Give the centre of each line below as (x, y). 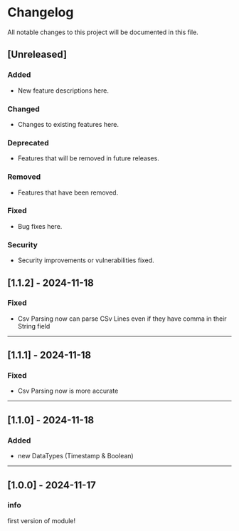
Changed (24, 109)
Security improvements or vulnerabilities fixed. (86, 260)
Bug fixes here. (40, 226)
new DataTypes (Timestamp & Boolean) (75, 456)
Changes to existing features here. (68, 124)
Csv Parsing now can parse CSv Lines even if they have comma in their (122, 319)
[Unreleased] (37, 55)
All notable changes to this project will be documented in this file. (103, 32)
